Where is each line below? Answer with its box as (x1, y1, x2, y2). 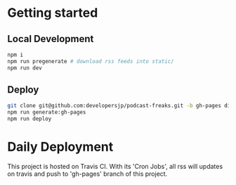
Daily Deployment (7, 139, 114, 155)
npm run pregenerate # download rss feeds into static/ (7, 57, 174, 64)
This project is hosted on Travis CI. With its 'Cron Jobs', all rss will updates (7, 163, 223, 170)
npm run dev (7, 64, 42, 71)
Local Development (7, 33, 94, 45)
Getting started (7, 5, 98, 21)
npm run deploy (7, 116, 52, 123)
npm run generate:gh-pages (7, 109, 86, 116)
